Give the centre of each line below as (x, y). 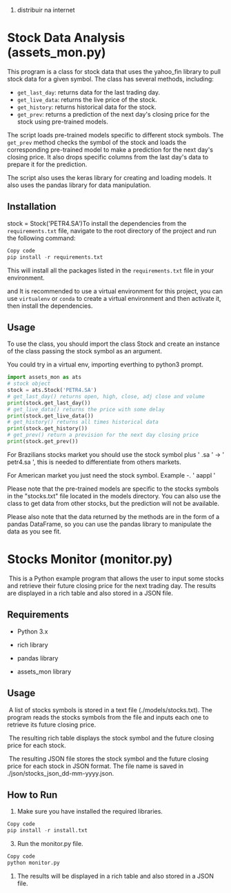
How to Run (32, 795)
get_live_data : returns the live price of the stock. (87, 99)
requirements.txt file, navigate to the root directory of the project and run (112, 230)
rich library (32, 645)
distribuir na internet (46, 10)
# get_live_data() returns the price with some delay (86, 409)
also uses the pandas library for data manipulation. (79, 185)
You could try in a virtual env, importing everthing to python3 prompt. (105, 364)
